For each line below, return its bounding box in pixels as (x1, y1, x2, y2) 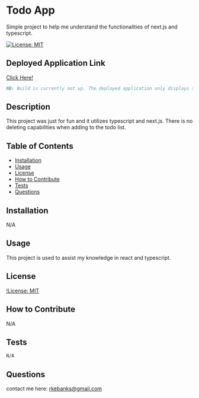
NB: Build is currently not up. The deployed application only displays (6, 85, 190, 91)
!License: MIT (6, 287, 40, 294)
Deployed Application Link (6, 58, 105, 68)
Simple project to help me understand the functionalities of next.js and (6, 23, 178, 30)
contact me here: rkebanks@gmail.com (6, 385, 102, 392)
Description (6, 102, 50, 112)
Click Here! (6, 74, 34, 81)
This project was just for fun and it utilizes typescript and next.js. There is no (6, 117, 193, 125)
